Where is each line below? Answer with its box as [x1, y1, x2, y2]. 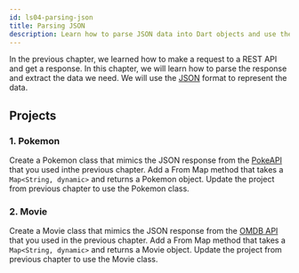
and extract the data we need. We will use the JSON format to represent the [9, 73, 287, 84]
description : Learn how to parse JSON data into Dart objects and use [9, 29, 277, 38]
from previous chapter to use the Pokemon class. [9, 183, 190, 194]
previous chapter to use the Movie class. [9, 254, 158, 265]
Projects [9, 108, 57, 123]
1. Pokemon [9, 134, 61, 147]
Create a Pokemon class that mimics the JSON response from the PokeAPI [9, 155, 283, 165]
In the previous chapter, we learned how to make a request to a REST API [9, 54, 278, 65]
